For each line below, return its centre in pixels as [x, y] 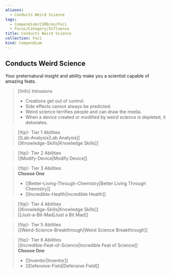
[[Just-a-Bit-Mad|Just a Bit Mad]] [53, 215]
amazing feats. [21, 81]
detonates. [37, 122]
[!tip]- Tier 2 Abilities [39, 153]
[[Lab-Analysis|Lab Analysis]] [49, 138]
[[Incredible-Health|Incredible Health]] [65, 194]
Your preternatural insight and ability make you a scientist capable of [77, 76]
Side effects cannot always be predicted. [68, 106]
